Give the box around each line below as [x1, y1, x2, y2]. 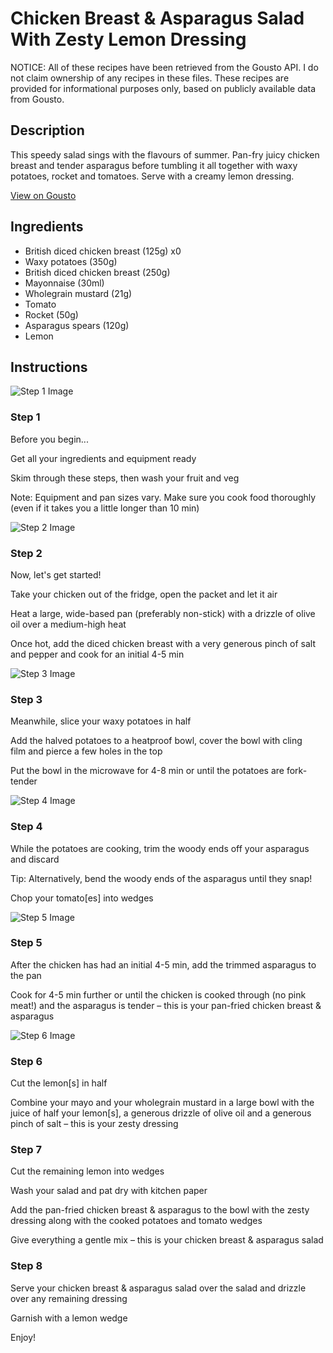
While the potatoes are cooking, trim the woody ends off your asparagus [10, 842, 310, 854]
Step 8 [10, 1259, 43, 1273]
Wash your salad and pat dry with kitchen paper [10, 1185, 208, 1197]
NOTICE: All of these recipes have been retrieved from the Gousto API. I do [10, 61, 319, 73]
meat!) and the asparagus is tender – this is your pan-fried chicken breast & [10, 999, 322, 1011]
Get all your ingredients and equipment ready [10, 452, 197, 464]
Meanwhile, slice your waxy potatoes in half [10, 715, 192, 727]
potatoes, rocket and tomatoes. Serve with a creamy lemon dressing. [10, 170, 295, 182]
